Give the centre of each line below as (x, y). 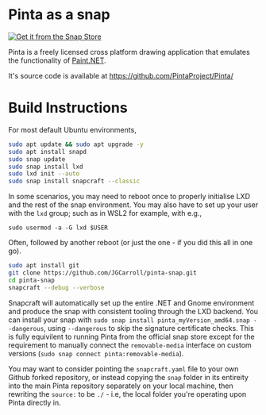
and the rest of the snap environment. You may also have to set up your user (133, 205)
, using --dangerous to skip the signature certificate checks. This (148, 328)
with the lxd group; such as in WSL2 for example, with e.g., (105, 213)
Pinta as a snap (59, 15)
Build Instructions (68, 108)
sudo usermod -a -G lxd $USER (58, 228)
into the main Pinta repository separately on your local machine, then (121, 386)
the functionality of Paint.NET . (57, 60)
